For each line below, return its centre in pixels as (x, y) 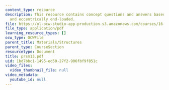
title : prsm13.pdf (24, 56)
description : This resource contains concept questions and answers (78, 14)
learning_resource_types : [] (36, 33)
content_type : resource (30, 10)
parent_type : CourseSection (35, 47)
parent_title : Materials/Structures (44, 42)
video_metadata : (22, 75)
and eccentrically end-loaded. (43, 19)
